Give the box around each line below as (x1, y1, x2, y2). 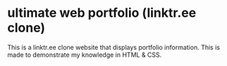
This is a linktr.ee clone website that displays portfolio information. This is (7, 43, 221, 51)
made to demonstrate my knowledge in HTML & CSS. (7, 51, 162, 59)
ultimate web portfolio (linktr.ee (7, 5, 197, 21)
